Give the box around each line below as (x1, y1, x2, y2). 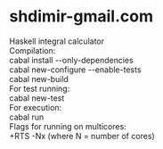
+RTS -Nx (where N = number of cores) (9, 130, 155, 141)
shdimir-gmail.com (9, 6, 154, 27)
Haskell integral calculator (9, 36, 105, 46)
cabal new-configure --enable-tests (9, 64, 142, 75)
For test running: (9, 83, 70, 94)
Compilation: (9, 45, 56, 55)
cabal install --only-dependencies (9, 54, 134, 65)
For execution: (9, 102, 62, 112)
